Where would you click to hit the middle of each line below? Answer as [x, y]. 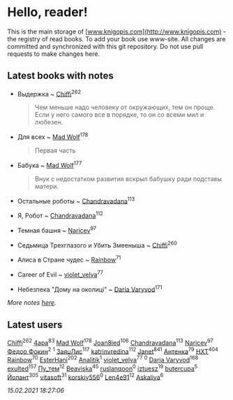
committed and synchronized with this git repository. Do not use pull [105, 46]
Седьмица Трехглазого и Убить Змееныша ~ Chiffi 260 [97, 244]
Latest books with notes [60, 76]
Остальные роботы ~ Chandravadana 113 [76, 200]
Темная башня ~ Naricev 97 [57, 230]
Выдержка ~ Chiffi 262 [49, 93]
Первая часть [55, 150]
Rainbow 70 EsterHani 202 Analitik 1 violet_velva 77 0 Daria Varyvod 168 [103, 359]
